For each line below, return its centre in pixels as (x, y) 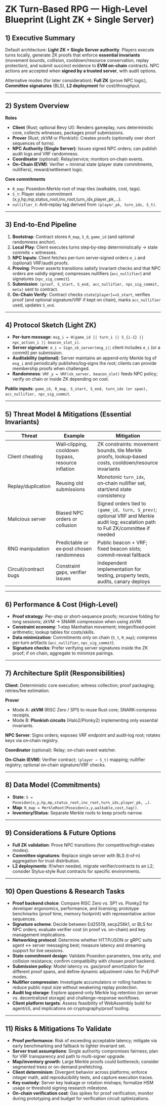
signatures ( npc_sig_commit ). (41, 279)
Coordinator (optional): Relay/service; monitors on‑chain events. (78, 159)
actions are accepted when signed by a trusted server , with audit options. (81, 71)
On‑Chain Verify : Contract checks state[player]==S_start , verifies (81, 294)
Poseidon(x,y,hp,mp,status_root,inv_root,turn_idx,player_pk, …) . (82, 802)
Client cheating (25, 456)
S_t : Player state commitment (42, 194)
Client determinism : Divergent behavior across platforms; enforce (80, 1072)
